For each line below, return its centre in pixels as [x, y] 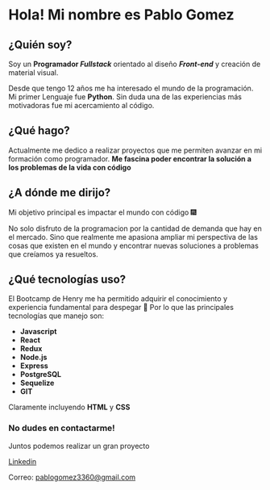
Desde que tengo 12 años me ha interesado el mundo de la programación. [131, 88]
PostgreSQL [41, 375]
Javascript [38, 332]
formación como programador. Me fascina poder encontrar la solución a [130, 158]
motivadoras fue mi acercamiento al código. [81, 105]
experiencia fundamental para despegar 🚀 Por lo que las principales [121, 308]
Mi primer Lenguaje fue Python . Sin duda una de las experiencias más [125, 97]
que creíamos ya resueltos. [53, 254]
